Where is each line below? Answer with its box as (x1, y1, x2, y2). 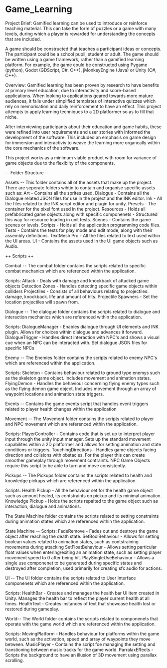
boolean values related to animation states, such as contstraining (5, 538, 139, 544)
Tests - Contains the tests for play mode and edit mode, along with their (5, 227, 153, 233)
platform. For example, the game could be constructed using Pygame (5, 62, 148, 68)
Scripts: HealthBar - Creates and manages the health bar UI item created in (5, 590, 160, 596)
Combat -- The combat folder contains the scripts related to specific (5, 262, 146, 268)
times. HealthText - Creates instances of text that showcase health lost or (5, 600, 156, 606)
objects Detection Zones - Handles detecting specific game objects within (5, 283, 158, 289)
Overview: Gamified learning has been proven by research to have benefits (5, 82, 160, 88)
